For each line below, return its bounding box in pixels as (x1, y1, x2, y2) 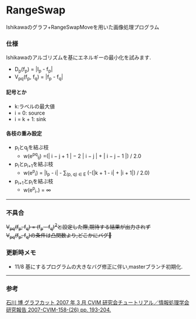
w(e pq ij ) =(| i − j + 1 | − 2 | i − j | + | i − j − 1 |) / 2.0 (23, 151, 142, 161)
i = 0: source (14, 109, 45, 117)
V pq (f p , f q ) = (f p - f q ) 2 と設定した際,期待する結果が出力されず (6, 223, 151, 231)
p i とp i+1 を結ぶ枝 (14, 161, 54, 169)
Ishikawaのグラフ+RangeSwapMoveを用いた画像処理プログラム (6, 23, 159, 30)
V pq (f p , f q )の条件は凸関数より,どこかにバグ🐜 (6, 231, 112, 240)
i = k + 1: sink (14, 116, 47, 123)
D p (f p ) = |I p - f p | (14, 65, 53, 74)
